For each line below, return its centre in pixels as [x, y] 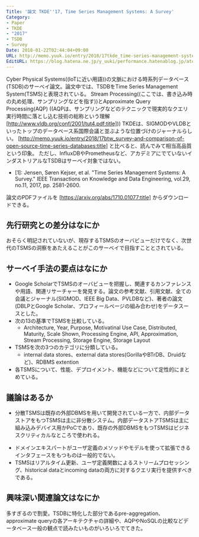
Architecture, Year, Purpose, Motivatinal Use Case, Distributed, [100, 328]
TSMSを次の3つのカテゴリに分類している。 [68, 347]
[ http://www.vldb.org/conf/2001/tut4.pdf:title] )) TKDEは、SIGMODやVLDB [96, 123]
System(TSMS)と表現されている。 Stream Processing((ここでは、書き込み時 [99, 94]
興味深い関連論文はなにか [53, 498]
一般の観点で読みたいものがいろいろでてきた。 [89, 528]
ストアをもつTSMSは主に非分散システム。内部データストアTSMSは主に [102, 420]
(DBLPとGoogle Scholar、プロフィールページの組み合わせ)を [89, 306]
